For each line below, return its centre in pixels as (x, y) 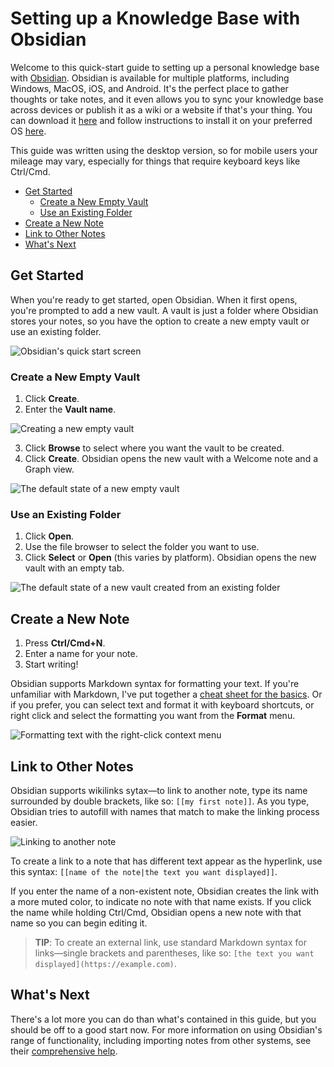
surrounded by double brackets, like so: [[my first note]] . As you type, (160, 801)
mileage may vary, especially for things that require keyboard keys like (155, 161)
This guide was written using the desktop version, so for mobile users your (164, 150)
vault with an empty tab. (74, 568)
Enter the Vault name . (70, 409)
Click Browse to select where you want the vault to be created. (154, 448)
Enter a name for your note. (81, 654)
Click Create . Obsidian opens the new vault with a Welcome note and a (171, 459)
